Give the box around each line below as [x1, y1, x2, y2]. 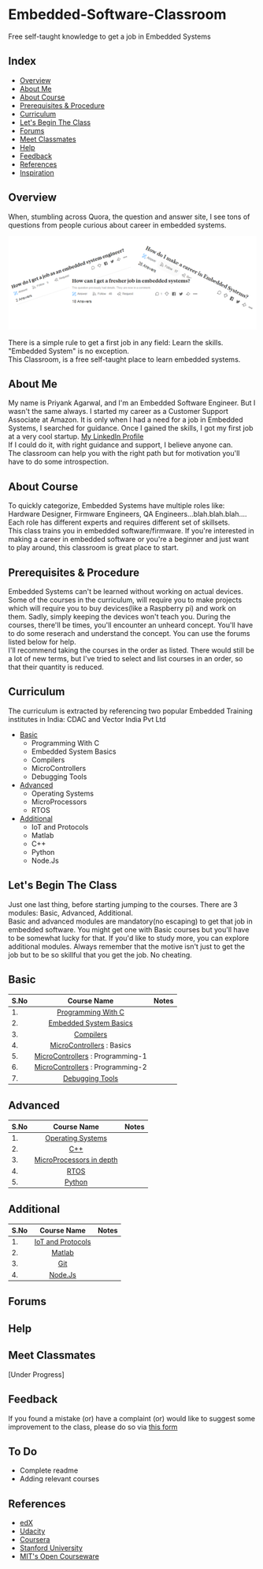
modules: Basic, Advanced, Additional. [8, 908, 134, 917]
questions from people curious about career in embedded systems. [8, 220, 227, 230]
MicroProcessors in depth [34, 1155, 118, 1165]
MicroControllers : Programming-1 [34, 1052, 147, 1061]
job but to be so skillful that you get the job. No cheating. [8, 950, 193, 959]
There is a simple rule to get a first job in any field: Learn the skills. [8, 337, 224, 347]
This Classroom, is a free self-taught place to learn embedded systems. [8, 354, 241, 364]
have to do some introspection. [8, 457, 109, 467]
